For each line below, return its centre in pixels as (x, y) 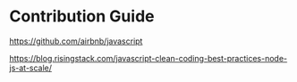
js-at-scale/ (30, 68)
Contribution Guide (82, 16)
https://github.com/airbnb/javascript (76, 41)
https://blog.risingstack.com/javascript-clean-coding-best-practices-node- (148, 58)
